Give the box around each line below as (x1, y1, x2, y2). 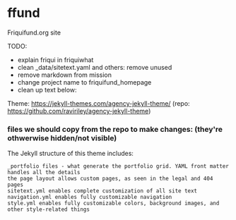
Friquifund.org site (7, 28, 61, 37)
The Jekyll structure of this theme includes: (7, 149, 134, 158)
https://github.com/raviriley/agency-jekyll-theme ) (7, 106, 151, 115)
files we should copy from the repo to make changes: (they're (7, 124, 223, 134)
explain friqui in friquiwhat (17, 55, 94, 64)
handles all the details (7, 169, 81, 176)
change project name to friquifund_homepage (17, 78, 152, 86)
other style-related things (7, 206, 90, 213)
